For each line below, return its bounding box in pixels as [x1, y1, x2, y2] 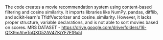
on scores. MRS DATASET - [5, 25, 60, 30]
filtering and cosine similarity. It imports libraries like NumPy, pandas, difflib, [5, 9, 158, 15]
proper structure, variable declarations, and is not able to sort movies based [5, 19, 158, 25]
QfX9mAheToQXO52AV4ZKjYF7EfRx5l [5, 30, 82, 35]
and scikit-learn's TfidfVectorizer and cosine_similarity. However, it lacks [5, 14, 152, 20]
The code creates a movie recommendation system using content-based [5, 4, 152, 10]
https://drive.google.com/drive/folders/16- [61, 25, 147, 30]
